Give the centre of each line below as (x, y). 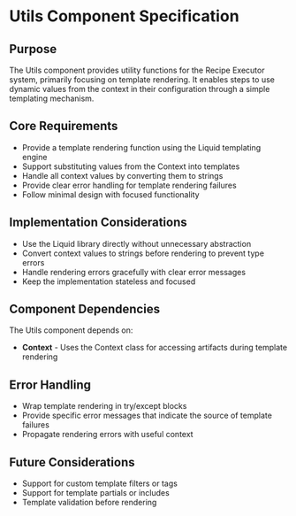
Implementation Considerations (98, 223)
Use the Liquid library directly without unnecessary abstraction (137, 243)
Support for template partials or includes (95, 493)
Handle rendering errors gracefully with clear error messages (133, 272)
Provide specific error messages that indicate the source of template (147, 416)
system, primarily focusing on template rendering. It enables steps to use (142, 80)
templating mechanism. (52, 98)
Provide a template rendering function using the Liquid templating (141, 147)
